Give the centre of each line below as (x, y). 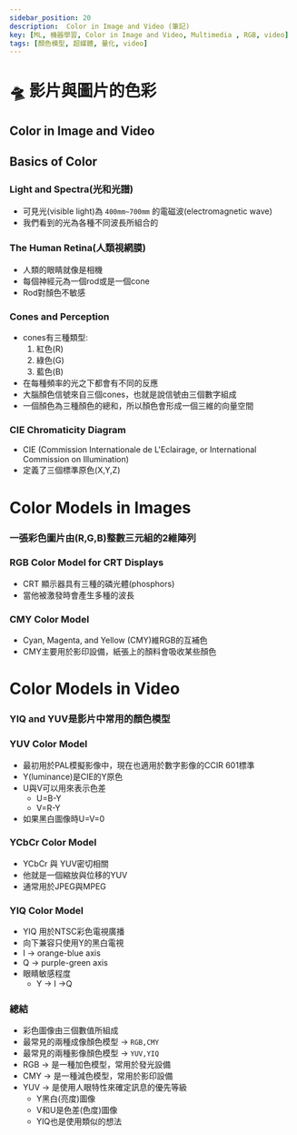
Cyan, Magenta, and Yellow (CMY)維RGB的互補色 (115, 640)
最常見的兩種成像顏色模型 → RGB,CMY (91, 1042)
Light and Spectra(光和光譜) (72, 189)
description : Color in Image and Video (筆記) (100, 26)
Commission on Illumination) (76, 460)
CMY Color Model (49, 619)
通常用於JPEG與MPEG (64, 886)
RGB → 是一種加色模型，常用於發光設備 (96, 1065)
